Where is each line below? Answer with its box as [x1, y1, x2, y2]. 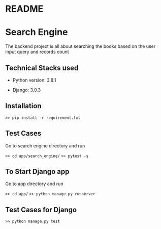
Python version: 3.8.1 [12, 77, 56, 83]
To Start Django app [5, 167, 70, 176]
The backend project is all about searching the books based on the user [5, 43, 156, 49]
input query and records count [5, 49, 70, 55]
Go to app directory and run [5, 181, 63, 187]
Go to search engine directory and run [5, 142, 85, 148]
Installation [5, 101, 42, 110]
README [5, 3, 44, 15]
